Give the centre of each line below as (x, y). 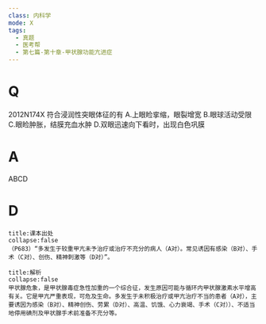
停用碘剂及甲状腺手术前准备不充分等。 (67, 313)
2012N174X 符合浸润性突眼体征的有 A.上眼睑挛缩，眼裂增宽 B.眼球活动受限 (130, 114)
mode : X (21, 23)
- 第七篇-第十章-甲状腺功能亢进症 (64, 52)
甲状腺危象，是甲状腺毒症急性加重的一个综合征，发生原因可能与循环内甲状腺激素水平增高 (132, 288)
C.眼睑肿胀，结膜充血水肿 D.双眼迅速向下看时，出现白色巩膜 (106, 124)
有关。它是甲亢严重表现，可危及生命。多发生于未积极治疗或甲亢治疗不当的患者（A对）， (130, 296)
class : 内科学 (30, 15)
